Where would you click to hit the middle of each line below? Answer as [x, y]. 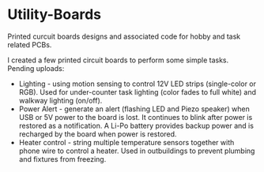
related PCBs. [30, 44]
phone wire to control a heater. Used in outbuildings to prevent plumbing [137, 151]
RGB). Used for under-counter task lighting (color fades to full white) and [137, 92]
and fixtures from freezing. [62, 159]
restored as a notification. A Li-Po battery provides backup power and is [136, 125]
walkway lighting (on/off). [60, 100]
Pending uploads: [36, 68]
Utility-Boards [55, 15]
